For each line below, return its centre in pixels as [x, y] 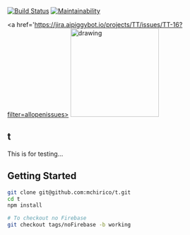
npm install [25, 205]
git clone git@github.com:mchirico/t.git [69, 192]
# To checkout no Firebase [47, 218]
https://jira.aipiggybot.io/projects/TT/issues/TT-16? [108, 24]
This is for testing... [35, 154]
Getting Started [42, 176]
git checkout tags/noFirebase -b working [69, 225]
